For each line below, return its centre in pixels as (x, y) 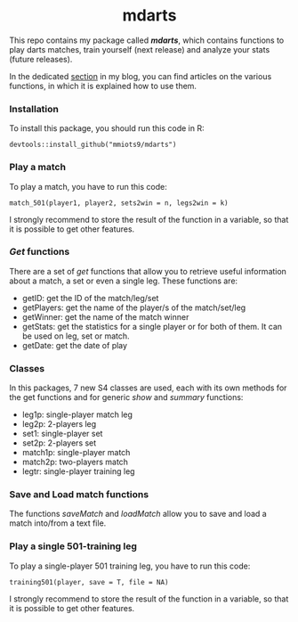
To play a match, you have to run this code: (88, 186)
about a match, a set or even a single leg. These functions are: (124, 281)
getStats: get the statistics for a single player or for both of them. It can (152, 326)
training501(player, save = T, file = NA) (89, 582)
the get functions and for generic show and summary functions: (126, 397)
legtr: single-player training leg (78, 471)
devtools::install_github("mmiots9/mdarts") (93, 145)
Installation (34, 109)
